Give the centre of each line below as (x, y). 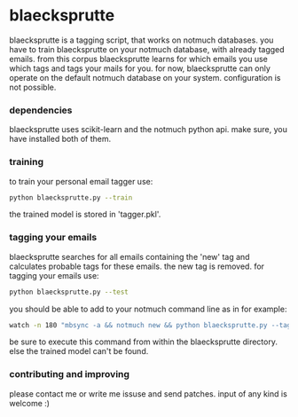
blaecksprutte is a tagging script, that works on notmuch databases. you (141, 40)
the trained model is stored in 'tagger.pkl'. (85, 215)
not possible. (33, 87)
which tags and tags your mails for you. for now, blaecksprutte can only (140, 68)
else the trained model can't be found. (79, 351)
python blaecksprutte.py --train (71, 197)
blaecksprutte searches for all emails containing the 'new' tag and (129, 256)
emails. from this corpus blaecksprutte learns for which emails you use (138, 59)
